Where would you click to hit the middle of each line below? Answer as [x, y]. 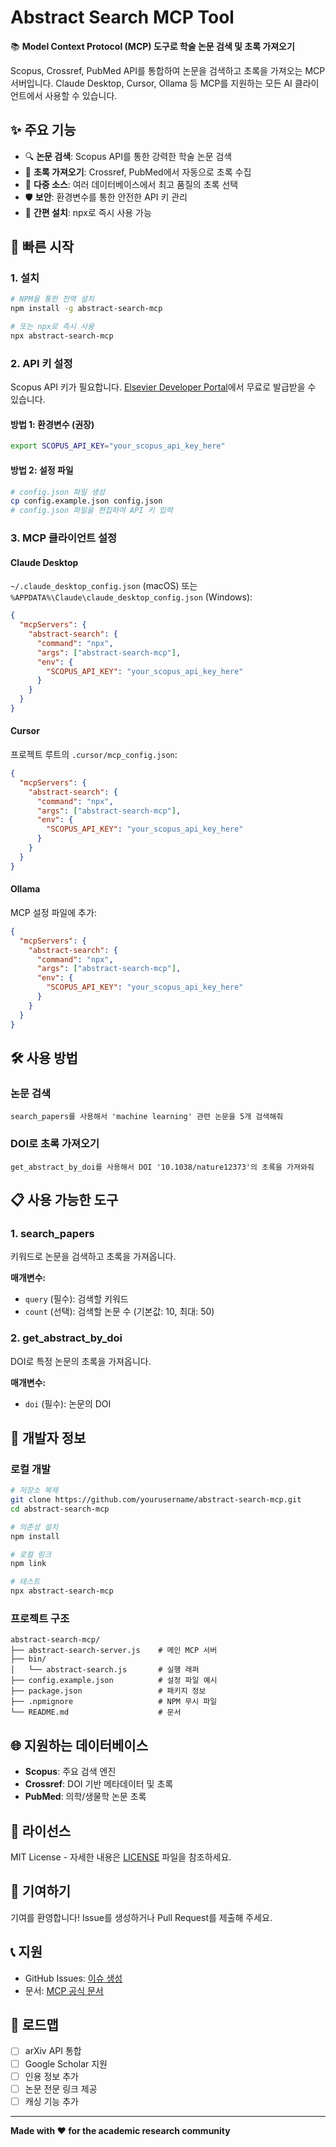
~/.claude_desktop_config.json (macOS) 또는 [104, 586]
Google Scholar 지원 [66, 2063]
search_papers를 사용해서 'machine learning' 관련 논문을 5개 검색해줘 [147, 1117]
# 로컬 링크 [31, 1554]
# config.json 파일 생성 [58, 492]
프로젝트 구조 [40, 1618]
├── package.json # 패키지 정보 [108, 1691]
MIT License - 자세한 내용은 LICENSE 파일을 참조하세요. [121, 1857]
